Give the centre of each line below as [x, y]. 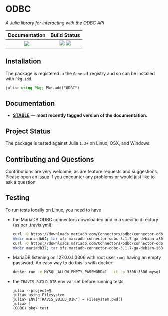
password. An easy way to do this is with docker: [63, 263]
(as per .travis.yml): [32, 225]
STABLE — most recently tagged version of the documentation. [80, 115]
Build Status [65, 35]
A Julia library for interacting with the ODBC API [55, 23]
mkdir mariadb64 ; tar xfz [39, 239]
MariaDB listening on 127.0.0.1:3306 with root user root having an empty [87, 258]
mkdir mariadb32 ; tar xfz [39, 248]
